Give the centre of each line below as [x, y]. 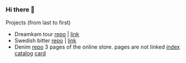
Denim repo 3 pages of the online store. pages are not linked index [97, 47]
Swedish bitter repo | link [45, 41]
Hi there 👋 [20, 10]
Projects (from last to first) [38, 23]
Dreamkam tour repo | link [47, 34]
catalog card [30, 53]
